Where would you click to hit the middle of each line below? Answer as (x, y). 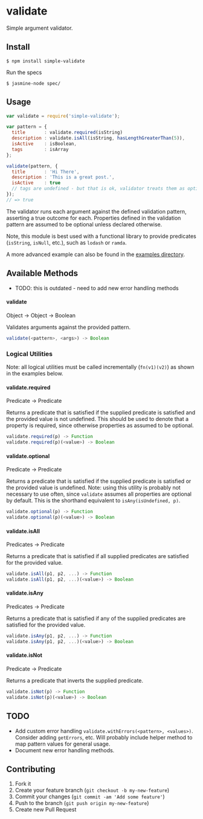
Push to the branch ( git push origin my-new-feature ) (82, 803)
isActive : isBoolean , (44, 144)
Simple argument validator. (40, 28)
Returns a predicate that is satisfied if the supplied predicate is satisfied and (101, 413)
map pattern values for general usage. (63, 744)
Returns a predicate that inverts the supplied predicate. (75, 681)
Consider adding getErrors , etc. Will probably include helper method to (104, 737)
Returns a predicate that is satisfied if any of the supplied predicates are (96, 618)
